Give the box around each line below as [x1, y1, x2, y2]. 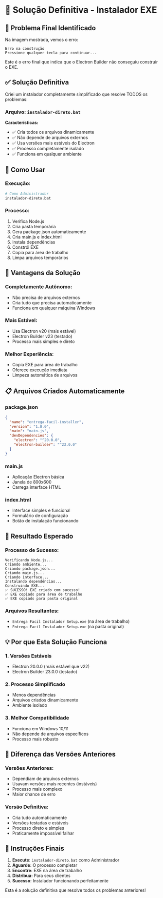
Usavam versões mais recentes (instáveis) [12, 781, 97, 787]
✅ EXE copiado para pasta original [5, 596, 78, 601]
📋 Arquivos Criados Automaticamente [5, 387, 125, 395]
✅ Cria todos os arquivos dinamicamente [12, 129, 94, 135]
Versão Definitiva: [5, 803, 49, 810]
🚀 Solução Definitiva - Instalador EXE [5, 4, 157, 16]
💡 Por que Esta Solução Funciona [5, 638, 107, 646]
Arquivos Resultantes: [5, 607, 59, 614]
